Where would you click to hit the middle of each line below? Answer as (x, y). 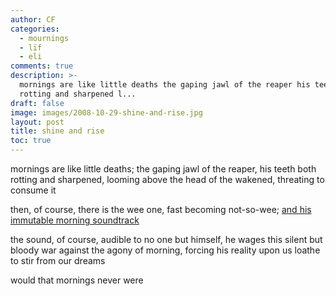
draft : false (37, 103)
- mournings (44, 38)
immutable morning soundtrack (75, 220)
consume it (33, 190)
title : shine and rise (57, 131)
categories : (35, 29)
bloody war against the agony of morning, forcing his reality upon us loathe (165, 250)
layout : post (37, 122)
